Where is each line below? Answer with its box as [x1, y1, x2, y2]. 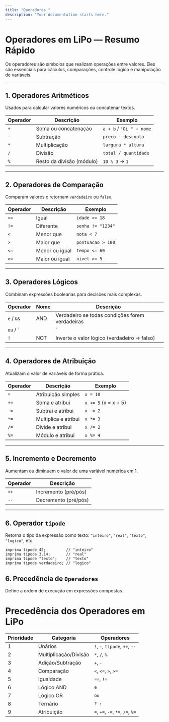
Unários [38, 643, 57, 650]
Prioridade [8, 634, 34, 641]
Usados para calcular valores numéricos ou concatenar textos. [5, 104, 135, 111]
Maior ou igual [36, 255, 70, 262]
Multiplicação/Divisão [38, 651, 90, 658]
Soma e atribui [36, 399, 70, 406]
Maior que [36, 239, 60, 246]
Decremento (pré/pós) [36, 496, 89, 504]
